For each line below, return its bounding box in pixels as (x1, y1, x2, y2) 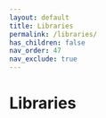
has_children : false (9, 38, 86, 47)
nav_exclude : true (9, 55, 77, 63)
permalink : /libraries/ (9, 29, 98, 38)
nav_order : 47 (9, 46, 62, 55)
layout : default (9, 13, 69, 22)
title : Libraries (9, 21, 74, 30)
